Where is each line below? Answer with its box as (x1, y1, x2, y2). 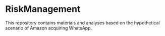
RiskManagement (5, 3, 81, 15)
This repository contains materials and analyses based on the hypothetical (5, 20, 160, 26)
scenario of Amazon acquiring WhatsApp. (5, 25, 92, 31)
